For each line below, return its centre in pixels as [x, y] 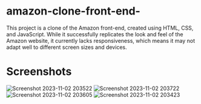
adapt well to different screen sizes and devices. [67, 47]
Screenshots [39, 72]
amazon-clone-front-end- [73, 11]
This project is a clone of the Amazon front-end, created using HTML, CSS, [100, 28]
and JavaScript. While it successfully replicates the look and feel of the [95, 34]
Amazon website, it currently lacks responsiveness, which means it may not [101, 41]
